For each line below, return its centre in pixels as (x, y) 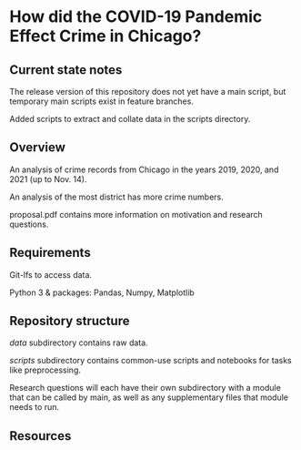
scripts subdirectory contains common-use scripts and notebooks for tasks (151, 361)
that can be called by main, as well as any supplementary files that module (149, 397)
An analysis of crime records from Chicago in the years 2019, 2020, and (144, 169)
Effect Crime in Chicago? (105, 36)
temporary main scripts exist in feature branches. (101, 101)
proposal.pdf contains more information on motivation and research (136, 214)
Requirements (50, 253)
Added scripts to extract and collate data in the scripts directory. (130, 119)
